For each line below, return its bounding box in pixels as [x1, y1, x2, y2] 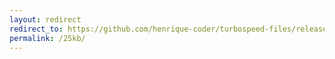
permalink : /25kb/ [9, 33, 86, 43]
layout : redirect [9, 14, 82, 25]
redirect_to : [9, 24, 64, 34]
